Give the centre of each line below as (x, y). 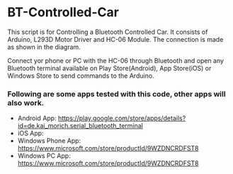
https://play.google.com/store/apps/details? (122, 118)
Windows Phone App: (49, 141)
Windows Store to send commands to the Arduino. (81, 76)
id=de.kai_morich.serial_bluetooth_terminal (80, 126)
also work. (26, 103)
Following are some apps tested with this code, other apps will (116, 94)
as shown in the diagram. (44, 47)
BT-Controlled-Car (63, 12)
